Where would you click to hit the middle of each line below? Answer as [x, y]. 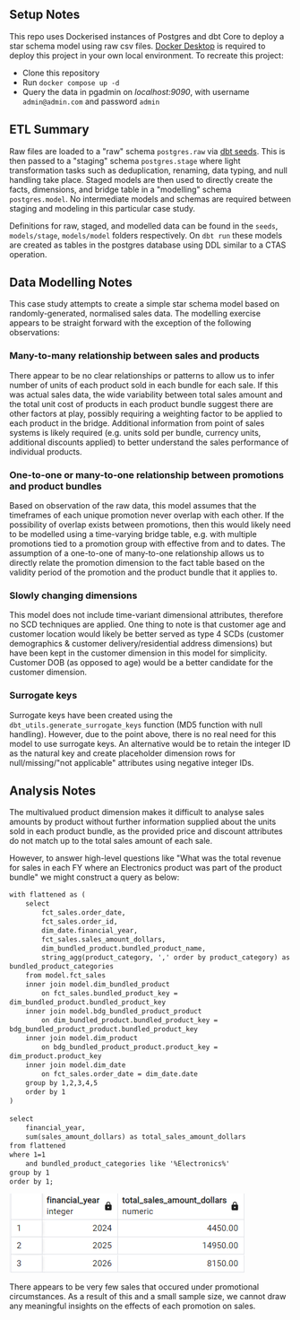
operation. [28, 254]
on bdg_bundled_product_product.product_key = [130, 1047]
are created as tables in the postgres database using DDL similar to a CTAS [148, 245]
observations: [34, 333]
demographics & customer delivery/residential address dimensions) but [141, 644]
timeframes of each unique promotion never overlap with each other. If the [147, 516]
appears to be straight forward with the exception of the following [130, 323]
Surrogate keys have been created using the [91, 715]
